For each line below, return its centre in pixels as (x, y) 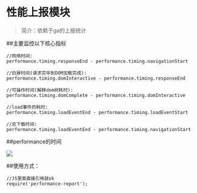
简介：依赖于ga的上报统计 (54, 30)
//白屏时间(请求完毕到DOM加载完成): (46, 73)
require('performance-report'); (47, 184)
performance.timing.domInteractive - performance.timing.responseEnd (96, 78)
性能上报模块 (38, 12)
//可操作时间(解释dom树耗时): (40, 90)
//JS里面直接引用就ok (30, 178)
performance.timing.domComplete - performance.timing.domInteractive (96, 95)
